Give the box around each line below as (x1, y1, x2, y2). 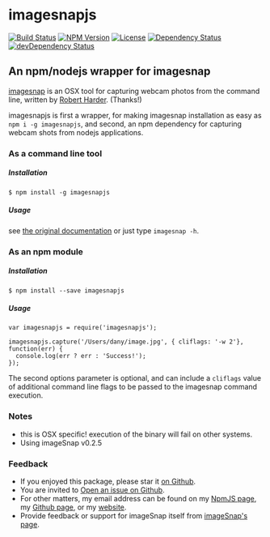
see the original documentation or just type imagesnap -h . (8, 225, 200, 236)
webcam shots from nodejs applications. (8, 127, 144, 137)
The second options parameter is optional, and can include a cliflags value (8, 373, 261, 383)
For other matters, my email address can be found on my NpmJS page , (19, 494, 257, 504)
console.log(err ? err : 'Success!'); (15, 352, 147, 360)
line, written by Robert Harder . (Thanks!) (8, 95, 143, 104)
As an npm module (8, 245, 83, 257)
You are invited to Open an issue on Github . (19, 485, 165, 495)
